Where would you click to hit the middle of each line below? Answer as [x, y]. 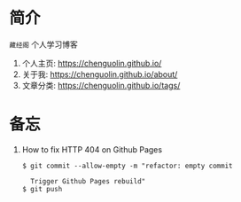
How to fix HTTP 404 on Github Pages [92, 149]
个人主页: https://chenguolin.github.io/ [92, 63]
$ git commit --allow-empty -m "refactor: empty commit [127, 166]
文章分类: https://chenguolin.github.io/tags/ [101, 85]
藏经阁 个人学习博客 [43, 44]
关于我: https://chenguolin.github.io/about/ [100, 74]
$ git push [42, 189]
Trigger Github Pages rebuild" [88, 181]
